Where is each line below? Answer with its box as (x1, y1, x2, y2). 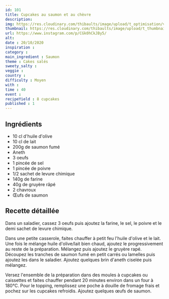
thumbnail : (5, 26, 28, 31)
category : (5, 49, 28, 54)
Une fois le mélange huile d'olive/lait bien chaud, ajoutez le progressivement (5, 241, 163, 247)
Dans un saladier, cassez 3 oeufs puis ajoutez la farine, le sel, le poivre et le (5, 220, 162, 226)
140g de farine (12, 176, 43, 182)
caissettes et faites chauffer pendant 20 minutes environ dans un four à (5, 277, 153, 283)
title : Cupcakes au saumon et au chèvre (5, 12, 92, 17)
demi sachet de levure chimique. (5, 225, 73, 231)
